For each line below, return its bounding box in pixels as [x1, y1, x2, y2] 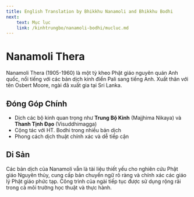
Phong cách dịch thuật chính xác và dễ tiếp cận [14, 133, 129, 140]
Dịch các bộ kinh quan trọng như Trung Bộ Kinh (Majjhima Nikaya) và [14, 115, 182, 121]
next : [6, 14, 19, 20]
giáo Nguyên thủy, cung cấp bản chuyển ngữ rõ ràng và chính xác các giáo [6, 171, 186, 178]
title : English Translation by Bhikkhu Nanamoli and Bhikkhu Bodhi [6, 8, 174, 15]
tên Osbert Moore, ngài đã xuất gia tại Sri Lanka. [6, 82, 122, 89]
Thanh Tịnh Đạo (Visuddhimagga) [14, 120, 97, 127]
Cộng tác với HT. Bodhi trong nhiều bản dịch [14, 127, 121, 133]
